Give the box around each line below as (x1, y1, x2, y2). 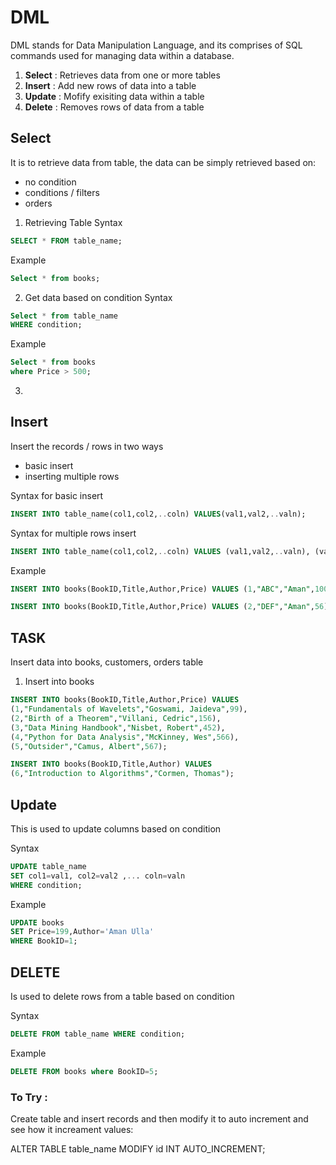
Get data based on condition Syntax (24, 291, 173, 303)
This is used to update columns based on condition (10, 822, 222, 835)
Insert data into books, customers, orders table (10, 656, 204, 668)
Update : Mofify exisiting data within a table (24, 90, 205, 102)
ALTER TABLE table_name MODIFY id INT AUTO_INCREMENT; (10, 1143, 266, 1155)
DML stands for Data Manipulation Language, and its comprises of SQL (10, 39, 303, 51)
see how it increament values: (10, 1124, 134, 1136)
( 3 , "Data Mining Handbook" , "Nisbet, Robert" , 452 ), (10, 722, 226, 733)
